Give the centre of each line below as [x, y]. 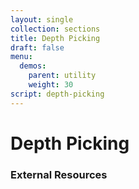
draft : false [37, 47]
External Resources [59, 174]
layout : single [42, 19]
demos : [33, 66]
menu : [21, 57]
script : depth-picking [57, 94]
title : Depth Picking [55, 38]
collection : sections [55, 29]
